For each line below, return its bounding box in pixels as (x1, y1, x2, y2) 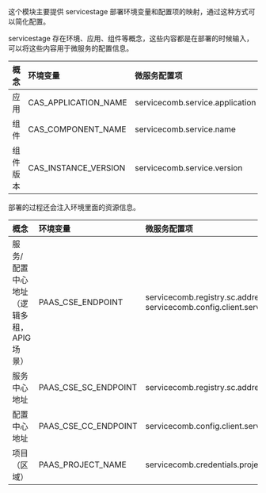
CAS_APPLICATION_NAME (28, 97, 127, 108)
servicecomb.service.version (134, 162, 243, 173)
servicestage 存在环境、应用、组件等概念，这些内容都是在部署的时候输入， (8, 34, 254, 43)
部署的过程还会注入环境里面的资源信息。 (8, 203, 140, 212)
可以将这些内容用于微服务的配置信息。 (8, 44, 133, 53)
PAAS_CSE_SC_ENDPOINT (38, 382, 138, 392)
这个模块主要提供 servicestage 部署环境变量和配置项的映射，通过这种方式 (8, 7, 249, 16)
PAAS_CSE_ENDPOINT (38, 296, 123, 308)
